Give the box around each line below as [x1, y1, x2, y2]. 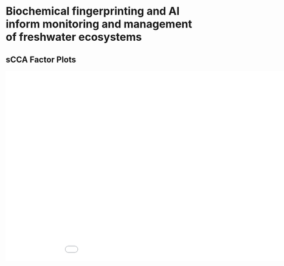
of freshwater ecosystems [5, 30, 142, 44]
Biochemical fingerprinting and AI [5, 4, 180, 18]
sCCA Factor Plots [5, 54, 77, 65]
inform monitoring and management [5, 17, 193, 31]
